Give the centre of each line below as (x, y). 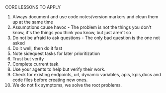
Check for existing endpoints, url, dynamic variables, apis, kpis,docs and (87, 74)
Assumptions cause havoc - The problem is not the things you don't (82, 27)
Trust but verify (28, 59)
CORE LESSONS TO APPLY (33, 7)
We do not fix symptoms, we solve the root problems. (67, 85)
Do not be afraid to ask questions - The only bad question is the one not (86, 38)
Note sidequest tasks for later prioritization (56, 53)
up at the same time (33, 22)
